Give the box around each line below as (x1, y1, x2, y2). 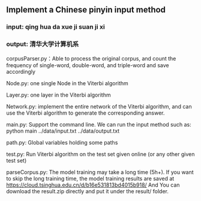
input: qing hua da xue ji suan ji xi (6, 23, 105, 31)
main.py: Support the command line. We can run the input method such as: (6, 121, 191, 128)
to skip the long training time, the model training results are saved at (6, 175, 175, 182)
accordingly (6, 68, 36, 75)
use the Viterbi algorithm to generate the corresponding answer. (6, 109, 165, 116)
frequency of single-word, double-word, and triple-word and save (6, 61, 169, 68)
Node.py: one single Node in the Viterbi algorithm (6, 79, 129, 86)
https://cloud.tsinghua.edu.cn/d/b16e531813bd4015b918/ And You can (6, 181, 180, 188)
